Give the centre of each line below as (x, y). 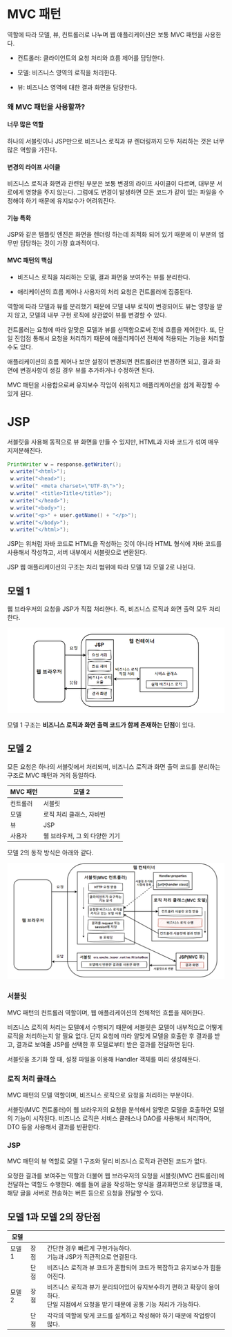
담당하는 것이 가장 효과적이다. (59, 243)
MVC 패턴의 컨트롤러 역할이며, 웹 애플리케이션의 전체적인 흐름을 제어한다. (106, 1013)
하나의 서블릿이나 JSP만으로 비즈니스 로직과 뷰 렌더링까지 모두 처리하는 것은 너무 (116, 141)
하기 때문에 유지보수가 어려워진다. (70, 201)
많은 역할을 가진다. (32, 150)
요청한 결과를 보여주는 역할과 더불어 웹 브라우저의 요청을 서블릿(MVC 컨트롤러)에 (116, 1176)
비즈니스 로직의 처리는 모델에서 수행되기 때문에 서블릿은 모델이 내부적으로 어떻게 (115, 1027)
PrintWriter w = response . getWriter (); (65, 464)
